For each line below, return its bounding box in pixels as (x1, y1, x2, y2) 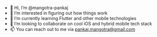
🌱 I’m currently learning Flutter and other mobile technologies (9, 15, 136, 21)
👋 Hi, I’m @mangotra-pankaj (9, 5, 68, 10)
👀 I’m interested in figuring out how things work (9, 10, 108, 16)
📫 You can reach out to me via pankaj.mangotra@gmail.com (9, 26, 135, 32)
